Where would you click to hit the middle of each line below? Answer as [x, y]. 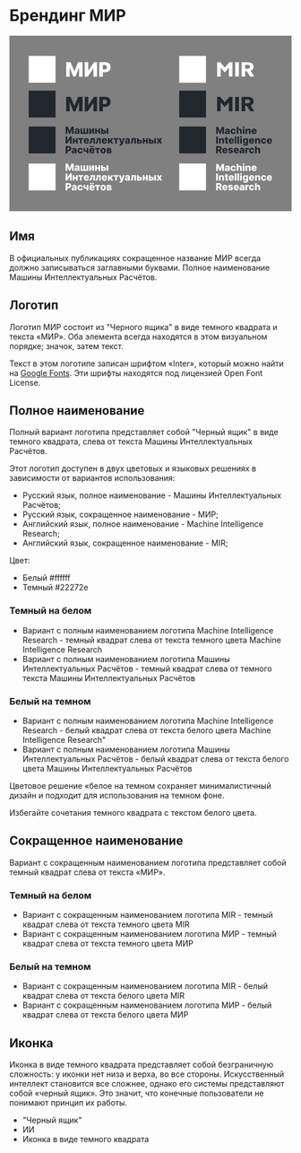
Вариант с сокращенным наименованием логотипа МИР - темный [150, 934]
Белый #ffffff [46, 578]
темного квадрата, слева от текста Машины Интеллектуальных [131, 441]
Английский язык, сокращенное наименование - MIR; [125, 543]
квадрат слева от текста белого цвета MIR [103, 996]
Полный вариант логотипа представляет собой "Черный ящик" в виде [144, 432]
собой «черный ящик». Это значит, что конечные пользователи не [137, 1093]
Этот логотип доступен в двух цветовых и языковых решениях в [133, 468]
